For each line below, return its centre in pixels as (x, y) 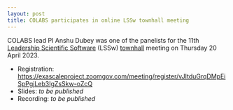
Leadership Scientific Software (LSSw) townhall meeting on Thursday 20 (112, 48)
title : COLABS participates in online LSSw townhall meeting (98, 20)
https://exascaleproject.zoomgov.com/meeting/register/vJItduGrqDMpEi (121, 76)
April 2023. (23, 55)
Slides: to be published (50, 91)
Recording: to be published (56, 98)
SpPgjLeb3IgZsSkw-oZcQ (55, 83)
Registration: (36, 69)
